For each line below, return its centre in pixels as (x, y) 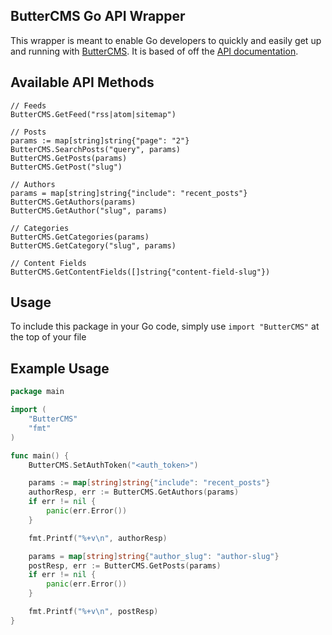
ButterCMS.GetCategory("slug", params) (93, 245)
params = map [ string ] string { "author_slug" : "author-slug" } (154, 556)
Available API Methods (82, 82)
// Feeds (28, 105)
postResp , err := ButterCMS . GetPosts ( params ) (125, 565)
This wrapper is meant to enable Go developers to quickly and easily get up (166, 40)
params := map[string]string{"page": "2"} (100, 140)
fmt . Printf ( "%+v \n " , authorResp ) (98, 538)
